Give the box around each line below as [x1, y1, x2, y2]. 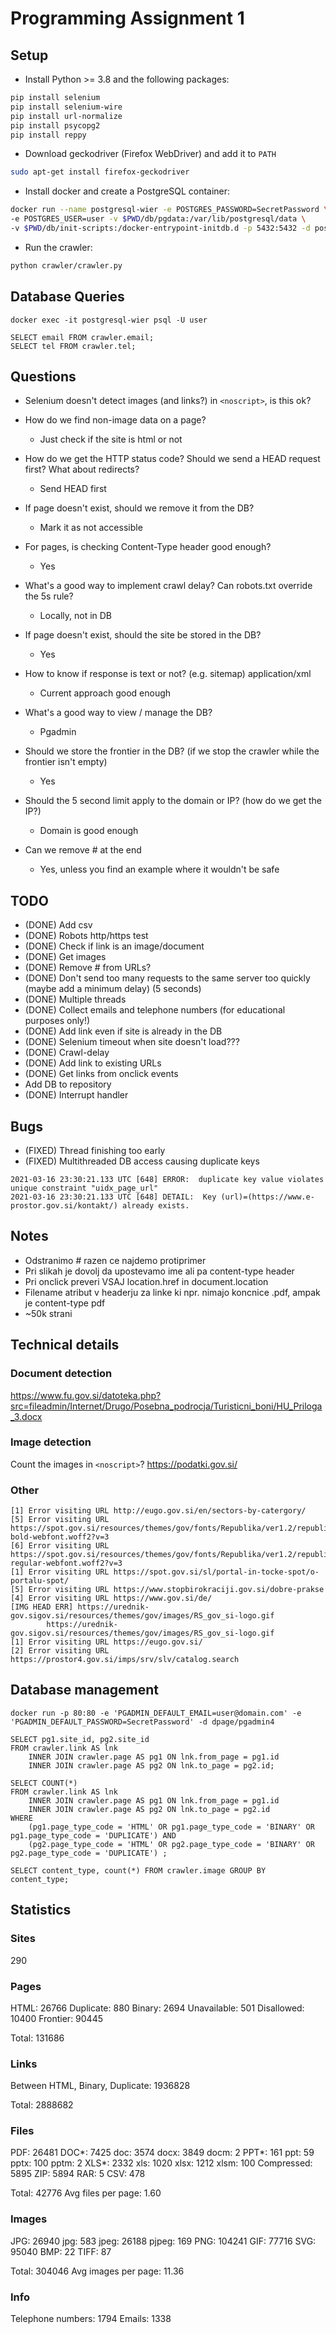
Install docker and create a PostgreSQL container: [24, 185, 231, 197]
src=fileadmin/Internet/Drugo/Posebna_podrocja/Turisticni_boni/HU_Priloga [10, 1400, 323, 1412]
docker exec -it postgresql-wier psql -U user [10, 315, 208, 325]
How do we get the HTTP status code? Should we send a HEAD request [24, 453, 321, 465]
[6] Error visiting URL [10, 1541, 110, 1551]
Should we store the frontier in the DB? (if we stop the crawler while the [24, 745, 320, 757]
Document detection [10, 1367, 113, 1381]
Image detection [10, 1435, 92, 1449]
